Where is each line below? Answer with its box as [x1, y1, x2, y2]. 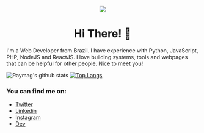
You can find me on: [6, 87, 67, 95]
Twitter [15, 101, 34, 108]
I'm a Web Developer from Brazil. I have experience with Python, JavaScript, [6, 46, 199, 54]
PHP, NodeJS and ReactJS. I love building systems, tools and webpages [6, 53, 188, 60]
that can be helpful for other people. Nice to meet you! [6, 60, 144, 67]
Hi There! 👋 [74, 27, 131, 41]
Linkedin [15, 107, 37, 115]
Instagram [15, 113, 41, 121]
